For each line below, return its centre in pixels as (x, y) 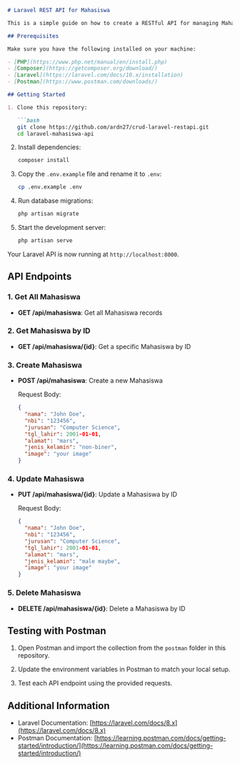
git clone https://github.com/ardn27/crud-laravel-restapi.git (113, 127)
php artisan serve (45, 241)
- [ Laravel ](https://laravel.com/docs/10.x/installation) (95, 75)
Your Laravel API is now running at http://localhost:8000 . (93, 254)
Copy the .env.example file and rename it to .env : (90, 174)
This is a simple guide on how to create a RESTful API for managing (113, 23)
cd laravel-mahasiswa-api (55, 134)
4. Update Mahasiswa (46, 478)
